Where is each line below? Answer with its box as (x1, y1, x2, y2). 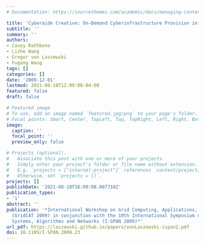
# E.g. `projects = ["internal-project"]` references (6, 167, 151, 173)
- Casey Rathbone (6, 43, 51, 49)
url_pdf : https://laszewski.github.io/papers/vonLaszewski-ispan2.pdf (6, 224, 190, 230)
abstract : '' (6, 201, 40, 207)
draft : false (6, 94, 40, 100)
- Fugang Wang (6, 59, 43, 66)
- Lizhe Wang (6, 48, 40, 55)
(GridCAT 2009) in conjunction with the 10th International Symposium (12, 212, 195, 219)
